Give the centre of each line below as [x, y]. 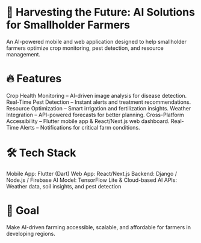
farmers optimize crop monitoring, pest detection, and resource [85, 48]
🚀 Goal [23, 211]
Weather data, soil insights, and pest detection [64, 186]
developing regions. [31, 233]
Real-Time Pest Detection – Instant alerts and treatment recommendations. [99, 102]
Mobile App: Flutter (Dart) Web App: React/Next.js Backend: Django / [92, 173]
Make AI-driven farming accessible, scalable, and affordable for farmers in [99, 227]
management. [23, 54]
